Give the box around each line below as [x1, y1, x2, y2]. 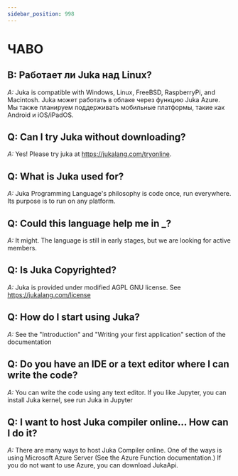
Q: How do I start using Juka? [7, 311, 141, 323]
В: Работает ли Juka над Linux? [7, 69, 153, 82]
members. [7, 244, 38, 253]
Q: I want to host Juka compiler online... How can [7, 416, 229, 428]
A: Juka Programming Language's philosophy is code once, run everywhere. [7, 189, 232, 198]
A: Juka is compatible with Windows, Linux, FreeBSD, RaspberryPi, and [7, 88, 215, 96]
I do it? [7, 427, 38, 439]
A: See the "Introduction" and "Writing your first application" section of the [7, 330, 226, 338]
